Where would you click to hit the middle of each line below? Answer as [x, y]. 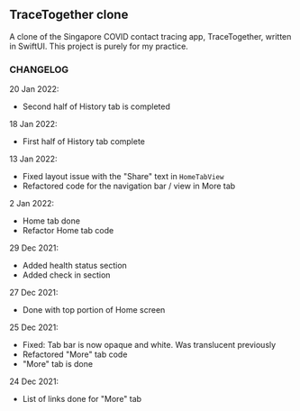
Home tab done [51, 221]
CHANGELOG [39, 69]
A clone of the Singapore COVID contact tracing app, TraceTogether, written [150, 36]
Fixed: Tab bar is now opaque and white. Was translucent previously [149, 345]
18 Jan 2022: [33, 124]
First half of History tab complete [84, 142]
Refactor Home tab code [68, 231]
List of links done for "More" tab [82, 399]
